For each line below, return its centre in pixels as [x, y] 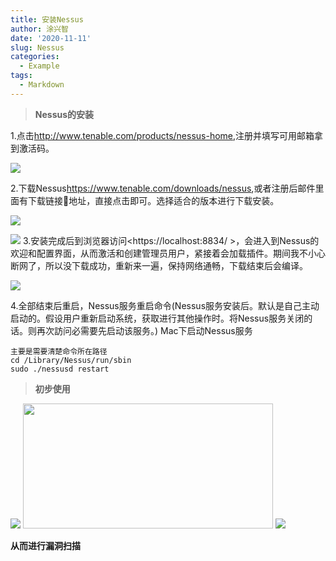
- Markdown [42, 85]
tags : [21, 76]
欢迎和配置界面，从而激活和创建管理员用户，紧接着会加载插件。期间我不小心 [168, 253]
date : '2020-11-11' [51, 38]
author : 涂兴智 [39, 29]
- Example [39, 66]
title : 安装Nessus [47, 19]
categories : [35, 57]
